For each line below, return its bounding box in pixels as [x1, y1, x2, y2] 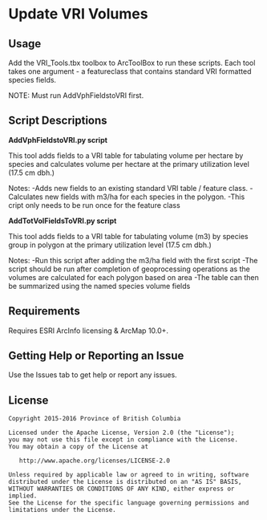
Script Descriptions [8, 114, 107, 128]
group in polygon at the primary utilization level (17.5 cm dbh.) [8, 240, 212, 250]
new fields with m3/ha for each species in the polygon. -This [44, 192, 245, 201]
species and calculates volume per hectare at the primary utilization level [8, 159, 250, 169]
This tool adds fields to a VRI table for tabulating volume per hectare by [8, 150, 244, 160]
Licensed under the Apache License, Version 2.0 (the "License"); [8, 429, 235, 437]
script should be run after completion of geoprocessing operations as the [8, 264, 250, 274]
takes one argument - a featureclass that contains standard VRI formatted [8, 67, 252, 76]
